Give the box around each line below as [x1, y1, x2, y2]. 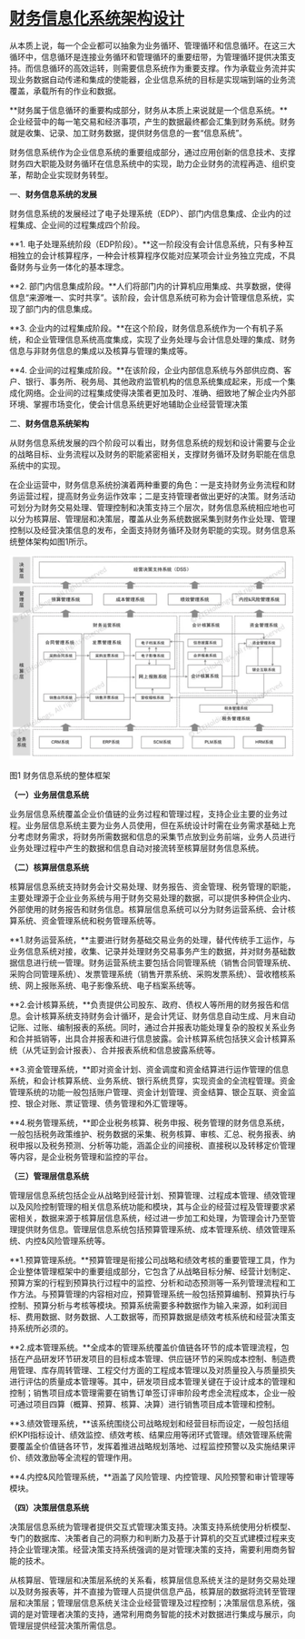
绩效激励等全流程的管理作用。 [25, 1452, 137, 1463]
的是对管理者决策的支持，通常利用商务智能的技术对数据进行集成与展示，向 [16, 1609, 296, 1620]
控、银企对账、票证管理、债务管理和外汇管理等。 [9, 1098, 192, 1109]
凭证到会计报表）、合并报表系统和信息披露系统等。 [33, 1045, 221, 1056]
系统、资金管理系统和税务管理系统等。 [16, 915, 161, 926]
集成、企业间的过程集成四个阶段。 [16, 219, 145, 230]
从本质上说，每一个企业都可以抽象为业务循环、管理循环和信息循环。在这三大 [9, 40, 296, 51]
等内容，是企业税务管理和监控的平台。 [9, 1151, 152, 1162]
